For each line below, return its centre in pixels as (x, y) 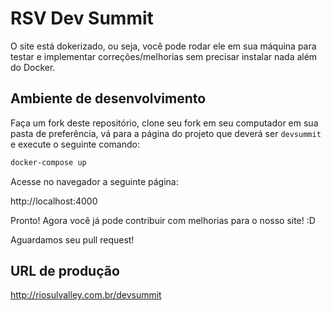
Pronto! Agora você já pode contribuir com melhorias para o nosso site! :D (163, 220)
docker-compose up (48, 162)
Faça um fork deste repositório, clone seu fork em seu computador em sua (164, 123)
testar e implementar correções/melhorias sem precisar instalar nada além (164, 56)
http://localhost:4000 (54, 201)
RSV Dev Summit (82, 18)
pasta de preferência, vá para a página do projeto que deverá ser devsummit (166, 133)
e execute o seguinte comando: (75, 144)
